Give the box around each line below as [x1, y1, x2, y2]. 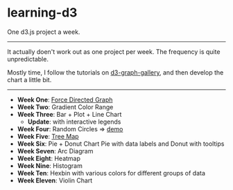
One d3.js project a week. [7, 28, 80, 36]
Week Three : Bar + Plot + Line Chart [17, 110, 122, 118]
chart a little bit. [7, 75, 52, 84]
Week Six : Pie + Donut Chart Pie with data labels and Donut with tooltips [17, 140, 225, 148]
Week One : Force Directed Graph [17, 95, 113, 104]
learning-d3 [7, 5, 78, 21]
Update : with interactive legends [27, 117, 121, 126]
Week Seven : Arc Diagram [17, 146, 94, 155]
